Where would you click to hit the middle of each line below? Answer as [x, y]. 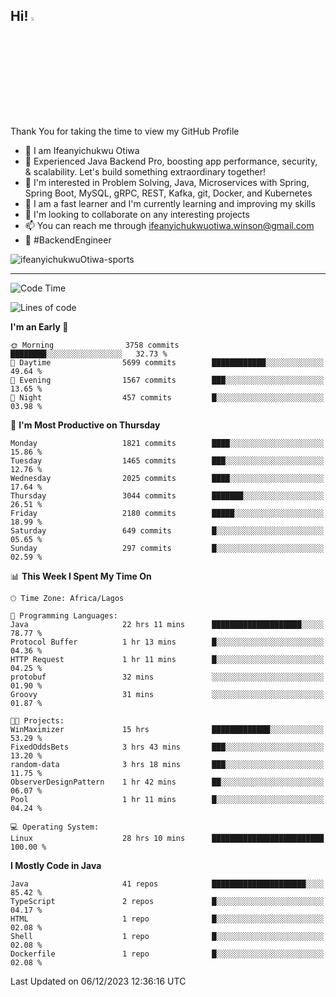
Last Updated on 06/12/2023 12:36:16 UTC [98, 981]
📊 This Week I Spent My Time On [81, 576]
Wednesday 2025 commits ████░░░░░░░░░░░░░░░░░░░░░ [167, 478]
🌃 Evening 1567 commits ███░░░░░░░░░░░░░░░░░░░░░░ [167, 380]
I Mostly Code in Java [56, 865]
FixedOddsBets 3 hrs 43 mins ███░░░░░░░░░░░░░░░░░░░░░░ [167, 747]
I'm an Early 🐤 [39, 326]
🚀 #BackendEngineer [68, 240]
